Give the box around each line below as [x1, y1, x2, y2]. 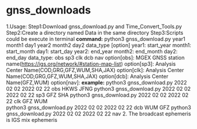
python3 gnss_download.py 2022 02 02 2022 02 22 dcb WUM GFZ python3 [6, 104, 192, 111]
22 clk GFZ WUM [6, 97, 48, 104]
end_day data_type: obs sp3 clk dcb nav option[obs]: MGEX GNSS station [6, 54, 185, 61]
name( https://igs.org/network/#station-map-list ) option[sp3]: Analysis [6, 60, 176, 67]
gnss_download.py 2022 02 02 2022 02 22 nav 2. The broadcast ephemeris [6, 110, 191, 117]
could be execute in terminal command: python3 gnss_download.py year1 [6, 35, 186, 42]
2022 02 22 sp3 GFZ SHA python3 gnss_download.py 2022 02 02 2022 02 [6, 91, 189, 99]
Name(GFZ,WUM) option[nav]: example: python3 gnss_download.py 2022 [6, 79, 187, 86]
